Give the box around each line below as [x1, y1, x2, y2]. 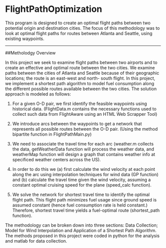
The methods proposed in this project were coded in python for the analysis [5, 233, 160, 239]
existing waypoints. [5, 36, 44, 42]
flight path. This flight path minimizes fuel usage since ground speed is [12, 197, 157, 202]
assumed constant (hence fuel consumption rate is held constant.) [12, 202, 148, 208]
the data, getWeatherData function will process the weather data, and [12, 146, 154, 152]
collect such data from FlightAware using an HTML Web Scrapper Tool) [12, 111, 158, 117]
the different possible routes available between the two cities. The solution [5, 86, 157, 92]
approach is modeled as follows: [5, 91, 71, 97]
